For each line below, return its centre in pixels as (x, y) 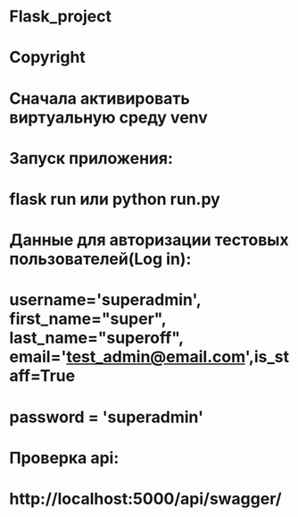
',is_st (267, 357)
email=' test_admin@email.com (127, 357)
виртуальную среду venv (108, 117)
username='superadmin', (105, 300)
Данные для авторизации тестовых (149, 240)
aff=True (42, 376)
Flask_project (61, 17)
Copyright (48, 58)
